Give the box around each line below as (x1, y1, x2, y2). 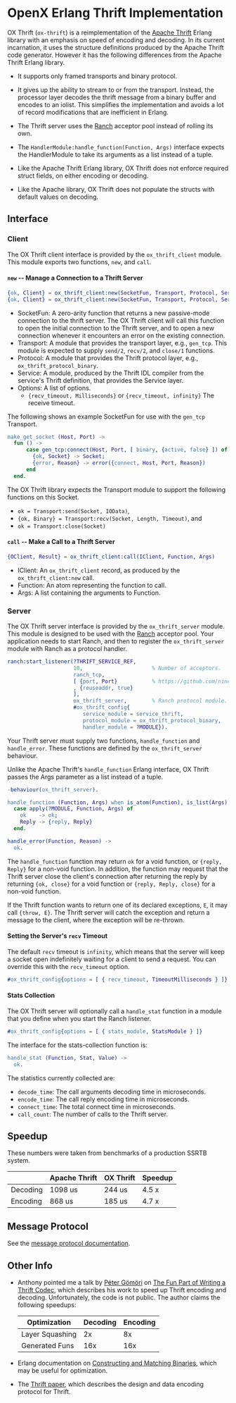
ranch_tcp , (73, 671, 105, 678)
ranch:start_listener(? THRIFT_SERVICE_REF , (7, 658, 137, 665)
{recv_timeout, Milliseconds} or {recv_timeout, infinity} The (27, 391, 214, 400)
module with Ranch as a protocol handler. (7, 645, 128, 653)
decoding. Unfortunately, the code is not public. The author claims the (17, 1293, 221, 1302)
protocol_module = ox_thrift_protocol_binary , (82, 717, 221, 724)
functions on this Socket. (7, 493, 79, 501)
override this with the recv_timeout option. (7, 962, 130, 970)
